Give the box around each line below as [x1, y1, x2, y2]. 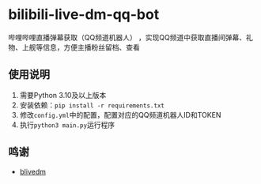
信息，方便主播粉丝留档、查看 [42, 42, 140, 52]
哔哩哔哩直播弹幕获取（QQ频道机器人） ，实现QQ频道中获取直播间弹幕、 [8, 32, 247, 42]
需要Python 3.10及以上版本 [19, 90, 107, 100]
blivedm [19, 167, 46, 176]
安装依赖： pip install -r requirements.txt [19, 100, 165, 110]
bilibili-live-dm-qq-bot [8, 6, 160, 24]
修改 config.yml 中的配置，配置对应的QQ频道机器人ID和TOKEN [19, 110, 221, 119]
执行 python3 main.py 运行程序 [19, 120, 115, 130]
